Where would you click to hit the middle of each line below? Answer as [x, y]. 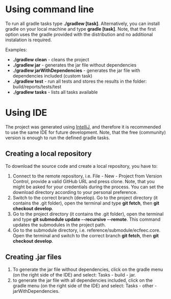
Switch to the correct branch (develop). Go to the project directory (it [85, 197]
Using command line [50, 9]
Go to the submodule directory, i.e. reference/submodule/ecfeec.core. [87, 230]
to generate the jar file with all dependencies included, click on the [83, 280]
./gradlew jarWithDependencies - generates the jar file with [76, 70]
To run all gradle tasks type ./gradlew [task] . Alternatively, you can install [82, 23]
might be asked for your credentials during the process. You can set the [88, 187]
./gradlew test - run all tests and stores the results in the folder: [80, 81]
